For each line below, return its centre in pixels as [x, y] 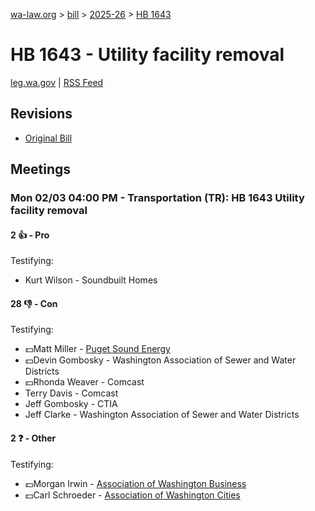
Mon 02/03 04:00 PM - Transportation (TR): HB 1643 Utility [157, 198]
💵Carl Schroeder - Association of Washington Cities [132, 495]
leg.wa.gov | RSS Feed [57, 82]
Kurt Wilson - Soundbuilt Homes [91, 280]
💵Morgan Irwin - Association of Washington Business [135, 483]
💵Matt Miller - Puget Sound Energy [97, 349]
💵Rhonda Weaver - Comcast [84, 382]
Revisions [41, 114]
